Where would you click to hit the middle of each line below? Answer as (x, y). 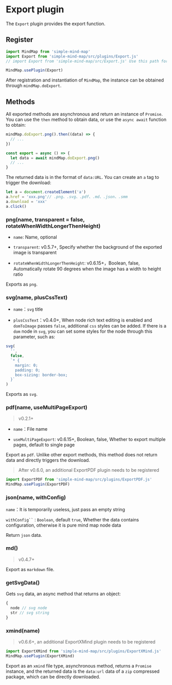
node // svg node (29, 608)
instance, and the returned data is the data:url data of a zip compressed (83, 671)
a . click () (16, 206)
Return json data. (24, 535)
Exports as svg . (22, 394)
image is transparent (35, 252)
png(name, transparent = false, (45, 219)
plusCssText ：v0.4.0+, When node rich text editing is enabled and (83, 320)
